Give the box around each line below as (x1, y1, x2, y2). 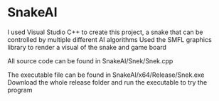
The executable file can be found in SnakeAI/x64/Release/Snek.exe (7, 70, 205, 79)
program (7, 85, 33, 94)
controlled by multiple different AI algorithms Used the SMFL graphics (7, 35, 212, 43)
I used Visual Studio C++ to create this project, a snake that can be (7, 28, 203, 36)
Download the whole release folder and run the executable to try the (7, 78, 208, 86)
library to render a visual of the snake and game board (7, 43, 167, 51)
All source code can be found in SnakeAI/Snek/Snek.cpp (7, 56, 173, 65)
